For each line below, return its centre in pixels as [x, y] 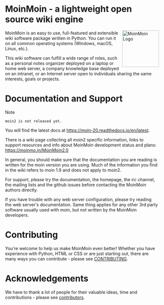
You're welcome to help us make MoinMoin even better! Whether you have [80, 248]
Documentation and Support [64, 99]
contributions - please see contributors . [45, 297]
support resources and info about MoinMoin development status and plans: [81, 145]
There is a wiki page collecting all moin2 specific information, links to [74, 140]
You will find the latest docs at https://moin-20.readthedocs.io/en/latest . [77, 130]
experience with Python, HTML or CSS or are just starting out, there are [77, 254]
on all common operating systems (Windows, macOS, [59, 43]
